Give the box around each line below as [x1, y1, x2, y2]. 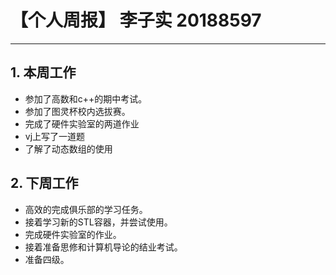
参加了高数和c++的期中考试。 [24, 92, 148, 105]
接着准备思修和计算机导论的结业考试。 [24, 241, 183, 253]
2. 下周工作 [10, 175, 79, 192]
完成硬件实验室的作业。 [24, 228, 122, 240]
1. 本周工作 [10, 64, 77, 81]
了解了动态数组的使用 [24, 142, 113, 155]
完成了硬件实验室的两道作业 [24, 117, 140, 130]
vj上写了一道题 [24, 130, 86, 142]
